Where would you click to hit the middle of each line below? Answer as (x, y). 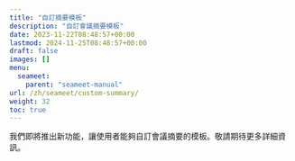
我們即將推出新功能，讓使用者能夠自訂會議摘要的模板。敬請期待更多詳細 (143, 137)
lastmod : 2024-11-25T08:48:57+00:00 (78, 43)
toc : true (28, 110)
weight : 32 (30, 101)
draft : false (34, 51)
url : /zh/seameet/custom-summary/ (74, 93)
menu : (19, 68)
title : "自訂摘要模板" (48, 18)
